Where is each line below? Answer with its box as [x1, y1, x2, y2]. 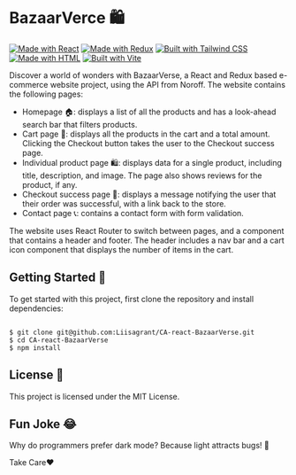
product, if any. [21, 179, 78, 190]
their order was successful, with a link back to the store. [21, 198, 227, 209]
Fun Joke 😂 [9, 417, 77, 432]
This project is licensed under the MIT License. [9, 391, 180, 401]
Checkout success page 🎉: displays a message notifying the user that [21, 189, 277, 199]
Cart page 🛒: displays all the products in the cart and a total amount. [21, 128, 270, 139]
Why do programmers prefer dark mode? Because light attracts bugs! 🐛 [9, 440, 269, 451]
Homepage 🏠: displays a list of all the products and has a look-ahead [21, 106, 277, 117]
